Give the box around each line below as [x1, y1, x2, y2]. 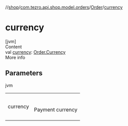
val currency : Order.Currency [5, 49, 66, 55]
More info [5, 54, 26, 60]
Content [5, 44, 22, 50]
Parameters [5, 69, 43, 77]
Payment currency [34, 106, 78, 113]
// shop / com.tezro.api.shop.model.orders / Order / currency [5, 5, 123, 10]
